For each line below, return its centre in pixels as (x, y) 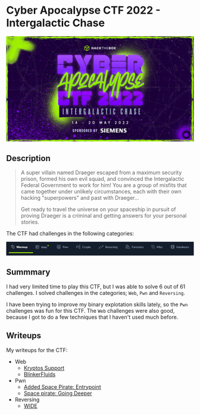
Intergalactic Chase (56, 23)
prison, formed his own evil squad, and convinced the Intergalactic (102, 179)
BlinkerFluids (40, 374)
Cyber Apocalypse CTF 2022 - (83, 10)
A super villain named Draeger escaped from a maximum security (101, 172)
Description (28, 158)
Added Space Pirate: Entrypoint (62, 386)
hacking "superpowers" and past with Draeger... (80, 198)
